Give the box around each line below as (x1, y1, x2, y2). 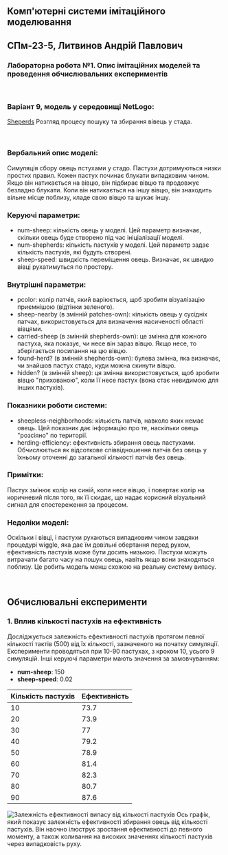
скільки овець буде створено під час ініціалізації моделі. (16, 233, 184, 241)
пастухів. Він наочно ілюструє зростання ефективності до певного (7, 825, 203, 833)
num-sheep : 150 (16, 667, 65, 676)
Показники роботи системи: (7, 401, 108, 410)
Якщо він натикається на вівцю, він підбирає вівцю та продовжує (7, 179, 200, 187)
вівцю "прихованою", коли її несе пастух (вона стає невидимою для (16, 376, 219, 385)
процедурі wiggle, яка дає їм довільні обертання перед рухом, (7, 541, 191, 549)
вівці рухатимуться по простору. (16, 262, 113, 271)
